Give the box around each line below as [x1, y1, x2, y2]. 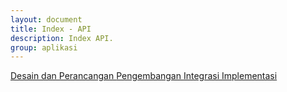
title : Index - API [10, 24, 92, 34]
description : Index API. [10, 33, 114, 43]
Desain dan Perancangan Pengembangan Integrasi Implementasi [10, 70, 278, 82]
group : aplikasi [10, 42, 78, 53]
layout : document [10, 14, 83, 25]
